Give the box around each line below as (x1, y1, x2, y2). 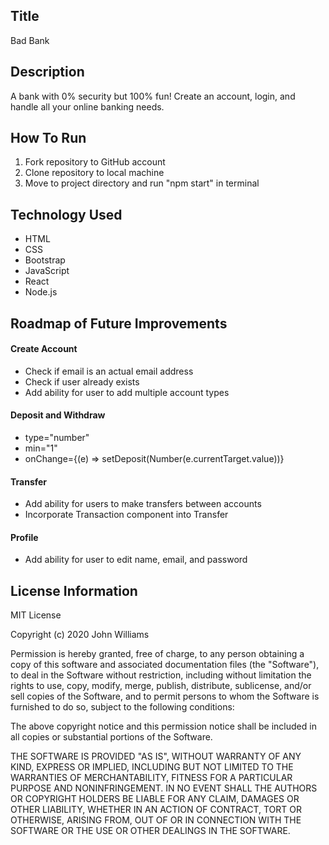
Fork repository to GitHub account (24, 156, 166, 168)
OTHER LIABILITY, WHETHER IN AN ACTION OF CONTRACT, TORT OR (10, 804, 302, 816)
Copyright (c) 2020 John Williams (10, 629, 150, 641)
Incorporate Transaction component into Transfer (24, 509, 229, 521)
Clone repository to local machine (24, 167, 165, 179)
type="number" (24, 432, 90, 444)
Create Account (10, 343, 78, 355)
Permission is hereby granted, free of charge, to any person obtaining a (10, 648, 305, 660)
